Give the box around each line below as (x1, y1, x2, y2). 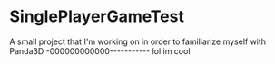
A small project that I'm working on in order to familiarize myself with (9, 36, 266, 47)
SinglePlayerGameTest (9, 6, 184, 27)
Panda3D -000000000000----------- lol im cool (9, 45, 191, 56)
